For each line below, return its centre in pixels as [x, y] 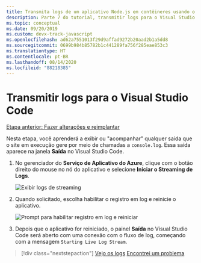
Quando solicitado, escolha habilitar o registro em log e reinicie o [95, 199]
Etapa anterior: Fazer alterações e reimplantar [63, 127]
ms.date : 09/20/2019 [32, 29]
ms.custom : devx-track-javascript [50, 34]
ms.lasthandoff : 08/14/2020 [42, 62]
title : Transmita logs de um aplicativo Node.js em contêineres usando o [101, 12]
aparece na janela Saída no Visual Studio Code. [65, 152]
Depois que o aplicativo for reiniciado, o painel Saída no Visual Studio [101, 229]
